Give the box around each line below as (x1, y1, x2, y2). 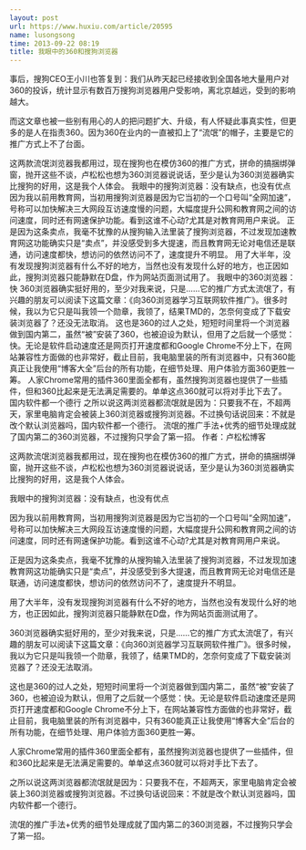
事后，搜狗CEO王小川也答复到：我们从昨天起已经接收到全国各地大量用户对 (9, 74, 290, 85)
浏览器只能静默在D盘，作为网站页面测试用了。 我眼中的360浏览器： (40, 272, 296, 283)
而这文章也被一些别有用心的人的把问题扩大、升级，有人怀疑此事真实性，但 (9, 116, 289, 127)
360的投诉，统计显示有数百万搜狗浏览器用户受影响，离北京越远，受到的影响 (9, 85, 296, 96)
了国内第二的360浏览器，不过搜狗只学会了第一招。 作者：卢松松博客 (9, 431, 267, 442)
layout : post (9, 13, 59, 23)
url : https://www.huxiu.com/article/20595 (9, 22, 173, 31)
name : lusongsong (9, 30, 76, 39)
